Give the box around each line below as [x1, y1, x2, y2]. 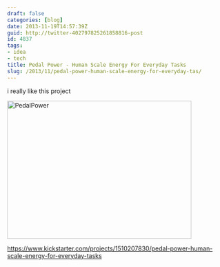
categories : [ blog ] [7, 17, 63, 23]
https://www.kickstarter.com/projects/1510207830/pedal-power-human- [7, 244, 213, 253]
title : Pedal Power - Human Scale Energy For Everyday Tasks [7, 61, 187, 68]
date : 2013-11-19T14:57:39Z [7, 23, 88, 30]
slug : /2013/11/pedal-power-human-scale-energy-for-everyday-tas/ [7, 68, 202, 75]
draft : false [7, 10, 45, 17]
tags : [7, 42, 23, 49]
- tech [7, 55, 26, 62]
